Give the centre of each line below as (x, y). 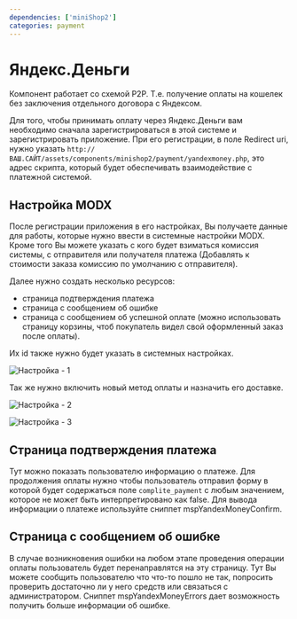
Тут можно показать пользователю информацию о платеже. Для (132, 472)
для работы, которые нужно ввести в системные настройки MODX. (137, 236)
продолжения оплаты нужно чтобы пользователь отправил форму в (139, 481)
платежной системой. (51, 177)
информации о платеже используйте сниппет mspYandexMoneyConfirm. (146, 509)
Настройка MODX (61, 205)
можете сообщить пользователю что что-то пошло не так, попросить (141, 576)
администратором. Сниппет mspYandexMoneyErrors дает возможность (145, 596)
